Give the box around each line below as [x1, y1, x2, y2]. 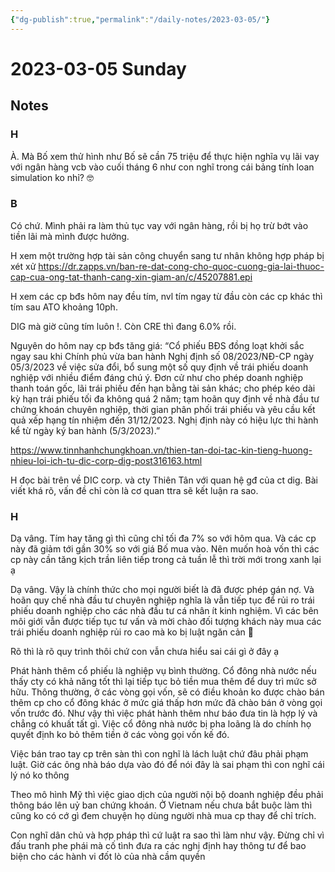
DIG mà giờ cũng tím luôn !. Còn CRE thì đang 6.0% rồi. [10, 320, 237, 332]
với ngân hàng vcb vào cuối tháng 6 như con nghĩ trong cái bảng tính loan [10, 161, 315, 173]
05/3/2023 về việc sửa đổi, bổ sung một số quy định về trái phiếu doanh [10, 361, 309, 373]
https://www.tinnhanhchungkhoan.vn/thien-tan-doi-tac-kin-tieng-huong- [10, 444, 313, 456]
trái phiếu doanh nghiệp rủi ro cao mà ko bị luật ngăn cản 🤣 [10, 626, 254, 638]
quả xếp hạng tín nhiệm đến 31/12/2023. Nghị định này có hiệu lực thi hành [10, 414, 319, 426]
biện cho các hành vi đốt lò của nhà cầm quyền [10, 851, 206, 863]
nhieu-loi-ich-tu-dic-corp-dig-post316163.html [10, 454, 203, 466]
